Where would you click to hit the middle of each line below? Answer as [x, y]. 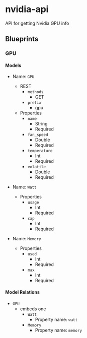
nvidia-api [27, 9]
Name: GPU [23, 77]
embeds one [33, 309]
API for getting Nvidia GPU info [37, 23]
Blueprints [22, 39]
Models [13, 65]
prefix [34, 103]
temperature [40, 151]
